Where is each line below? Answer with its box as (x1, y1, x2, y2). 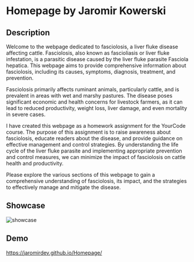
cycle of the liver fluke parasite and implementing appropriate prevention (6, 147, 182, 154)
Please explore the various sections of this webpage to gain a (6, 171, 155, 178)
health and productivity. (6, 160, 63, 167)
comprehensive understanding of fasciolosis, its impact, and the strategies (6, 178, 187, 184)
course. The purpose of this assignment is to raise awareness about (6, 128, 171, 135)
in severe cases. (6, 111, 46, 118)
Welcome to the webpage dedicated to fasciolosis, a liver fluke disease (6, 43, 178, 50)
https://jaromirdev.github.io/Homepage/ (6, 249, 102, 256)
